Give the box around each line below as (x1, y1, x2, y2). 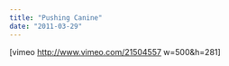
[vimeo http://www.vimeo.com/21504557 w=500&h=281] (9, 46, 221, 57)
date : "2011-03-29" (9, 22, 83, 31)
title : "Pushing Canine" (9, 13, 103, 23)
